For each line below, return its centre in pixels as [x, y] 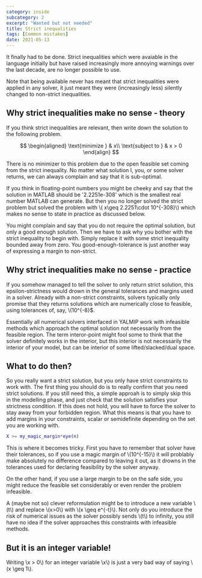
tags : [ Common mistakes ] [37, 34]
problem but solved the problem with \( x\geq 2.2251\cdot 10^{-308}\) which [101, 207]
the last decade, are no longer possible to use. [64, 70]
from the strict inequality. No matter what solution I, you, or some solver [95, 170]
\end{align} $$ [101, 152]
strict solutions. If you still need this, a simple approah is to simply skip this [99, 393]
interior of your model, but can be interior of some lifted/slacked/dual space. [101, 347]
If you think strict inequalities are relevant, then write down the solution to [97, 128]
